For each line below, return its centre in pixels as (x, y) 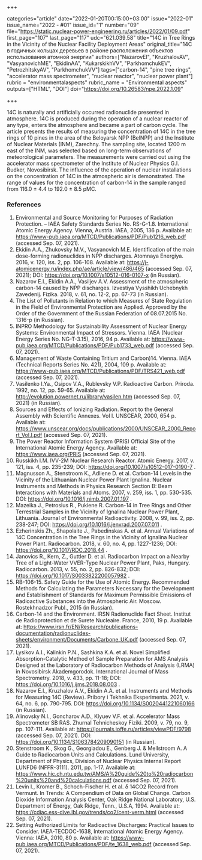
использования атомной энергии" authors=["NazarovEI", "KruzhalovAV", (98, 57)
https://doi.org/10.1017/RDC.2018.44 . (61, 550)
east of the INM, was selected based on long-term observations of (89, 150)
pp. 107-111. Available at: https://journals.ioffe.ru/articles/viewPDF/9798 (103, 729)
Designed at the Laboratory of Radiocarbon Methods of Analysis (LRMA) (105, 665)
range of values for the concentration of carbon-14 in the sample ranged (97, 182)
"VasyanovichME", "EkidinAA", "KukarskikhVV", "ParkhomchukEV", (89, 63)
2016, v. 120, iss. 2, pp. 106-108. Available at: (70, 262)
